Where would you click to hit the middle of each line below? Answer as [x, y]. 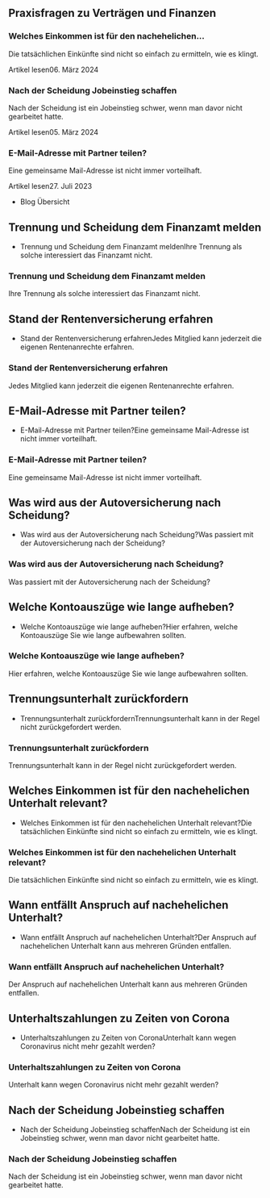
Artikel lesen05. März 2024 [54, 131]
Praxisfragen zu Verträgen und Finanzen [112, 13]
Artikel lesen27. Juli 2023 [50, 186]
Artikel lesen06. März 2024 [54, 69]
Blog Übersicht [45, 202]
